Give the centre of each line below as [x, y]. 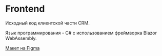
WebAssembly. [21, 38]
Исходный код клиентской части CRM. [47, 23]
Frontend [25, 9]
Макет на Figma [23, 48]
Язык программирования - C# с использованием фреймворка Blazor [81, 33]
